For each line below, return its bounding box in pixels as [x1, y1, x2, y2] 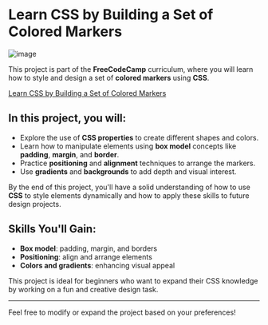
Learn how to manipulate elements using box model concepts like [19, 141, 237, 151]
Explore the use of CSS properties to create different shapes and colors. [19, 133, 259, 142]
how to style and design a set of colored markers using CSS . [8, 73, 210, 82]
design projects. [8, 199, 61, 208]
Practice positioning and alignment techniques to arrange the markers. [19, 158, 256, 168]
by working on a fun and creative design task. [8, 284, 159, 294]
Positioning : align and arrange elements [19, 252, 153, 261]
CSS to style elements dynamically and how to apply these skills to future [8, 190, 250, 200]
